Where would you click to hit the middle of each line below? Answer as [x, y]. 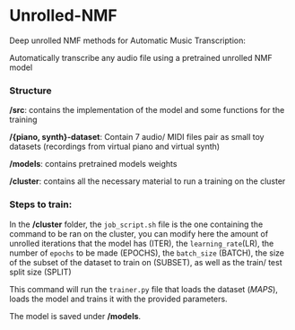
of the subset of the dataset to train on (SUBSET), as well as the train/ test [146, 262]
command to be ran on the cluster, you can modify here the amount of [139, 233]
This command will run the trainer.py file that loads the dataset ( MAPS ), [143, 289]
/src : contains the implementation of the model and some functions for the [147, 110]
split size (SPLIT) [40, 272]
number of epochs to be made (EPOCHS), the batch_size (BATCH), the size [147, 253]
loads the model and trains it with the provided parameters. [118, 299]
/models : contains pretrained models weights [93, 164]
